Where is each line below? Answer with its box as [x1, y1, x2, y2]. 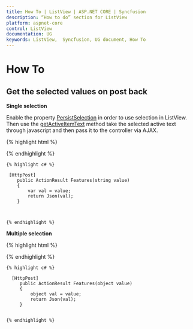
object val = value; [30, 291, 82, 297]
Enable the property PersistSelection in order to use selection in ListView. [6, 114, 188, 121]
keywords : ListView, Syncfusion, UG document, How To [6, 37, 146, 43]
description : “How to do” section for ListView [6, 14, 128, 20]
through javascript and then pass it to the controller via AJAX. [6, 127, 158, 134]
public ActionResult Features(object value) [19, 280, 133, 286]
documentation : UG [6, 31, 52, 37]
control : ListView [6, 25, 52, 32]
